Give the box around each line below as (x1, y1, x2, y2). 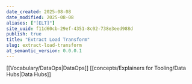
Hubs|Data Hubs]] (6, 70, 51, 78)
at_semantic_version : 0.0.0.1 (6, 48, 82, 54)
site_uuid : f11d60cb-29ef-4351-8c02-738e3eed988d (6, 25, 134, 32)
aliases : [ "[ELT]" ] (6, 20, 55, 26)
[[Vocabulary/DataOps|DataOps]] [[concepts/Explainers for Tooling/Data (6, 64, 187, 71)
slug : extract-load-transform (6, 43, 82, 49)
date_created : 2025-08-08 (6, 8, 71, 15)
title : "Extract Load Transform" (6, 37, 90, 43)
